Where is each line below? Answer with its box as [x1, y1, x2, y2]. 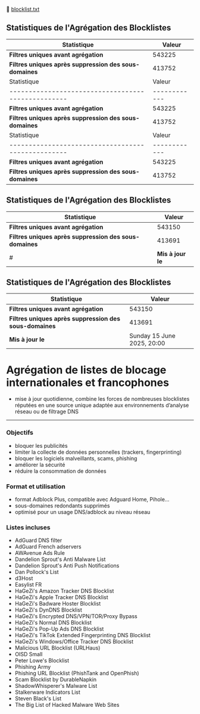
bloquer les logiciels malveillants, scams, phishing [14, 454, 137, 462]
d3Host [14, 575, 33, 582]
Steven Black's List [14, 695, 61, 702]
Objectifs [6, 429, 34, 437]
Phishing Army [14, 663, 51, 671]
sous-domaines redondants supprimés [14, 502, 110, 509]
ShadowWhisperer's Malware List [14, 682, 98, 690]
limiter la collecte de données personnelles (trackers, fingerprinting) [14, 448, 182, 456]
